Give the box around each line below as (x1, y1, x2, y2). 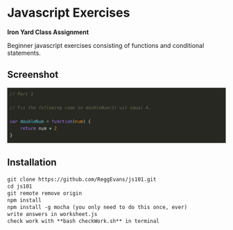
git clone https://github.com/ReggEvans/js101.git (7, 176, 157, 183)
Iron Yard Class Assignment (7, 28, 89, 36)
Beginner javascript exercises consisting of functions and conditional (7, 41, 205, 49)
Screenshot (7, 69, 59, 81)
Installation (7, 156, 57, 168)
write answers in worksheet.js (7, 211, 98, 217)
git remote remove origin (7, 190, 82, 197)
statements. (7, 49, 42, 57)
